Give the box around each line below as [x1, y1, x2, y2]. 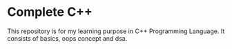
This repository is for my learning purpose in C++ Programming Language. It [7, 27, 225, 35]
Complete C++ [7, 4, 93, 20]
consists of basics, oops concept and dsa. [7, 34, 128, 42]
